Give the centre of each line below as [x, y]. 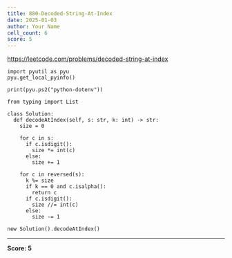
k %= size [39, 181]
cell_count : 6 [28, 33]
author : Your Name [33, 26]
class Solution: [30, 114]
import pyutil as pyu [38, 72]
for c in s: [37, 138]
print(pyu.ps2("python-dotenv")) [55, 90]
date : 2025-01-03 [32, 20]
